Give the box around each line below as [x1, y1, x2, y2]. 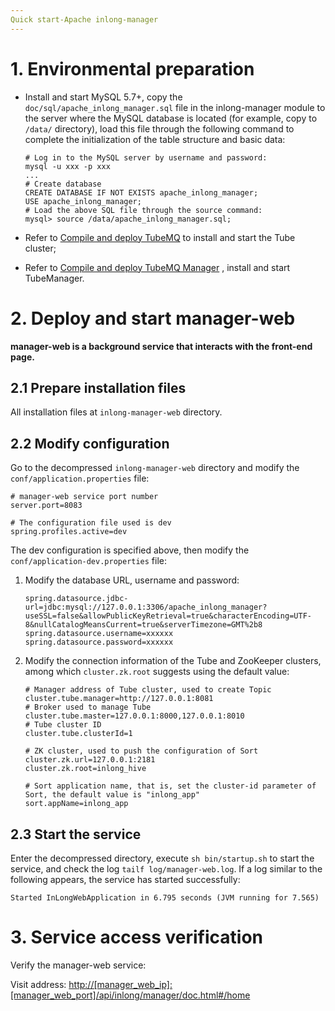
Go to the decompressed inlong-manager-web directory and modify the [10, 462, 300, 474]
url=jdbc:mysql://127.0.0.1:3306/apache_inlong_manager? [24, 602, 268, 613]
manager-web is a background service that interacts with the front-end [10, 340, 313, 352]
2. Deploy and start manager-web [10, 307, 296, 330]
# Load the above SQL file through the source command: [24, 205, 263, 215]
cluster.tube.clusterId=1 [24, 729, 133, 739]
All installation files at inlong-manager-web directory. [10, 406, 223, 418]
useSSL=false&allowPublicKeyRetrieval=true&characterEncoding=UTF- [24, 611, 312, 621]
